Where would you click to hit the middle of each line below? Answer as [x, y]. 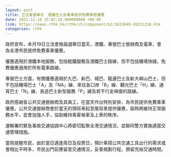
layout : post [19, 10]
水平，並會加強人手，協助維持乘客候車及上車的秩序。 [65, 115]
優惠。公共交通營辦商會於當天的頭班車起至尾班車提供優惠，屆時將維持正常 [83, 109]
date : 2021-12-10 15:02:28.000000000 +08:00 [53, 19]
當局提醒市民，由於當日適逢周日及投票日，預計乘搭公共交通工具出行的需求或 [85, 143]
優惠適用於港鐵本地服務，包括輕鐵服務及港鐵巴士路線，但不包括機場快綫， [83, 61]
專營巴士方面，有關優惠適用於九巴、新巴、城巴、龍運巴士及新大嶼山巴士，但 [85, 78]
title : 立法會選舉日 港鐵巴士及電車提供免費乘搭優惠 [55, 15]
